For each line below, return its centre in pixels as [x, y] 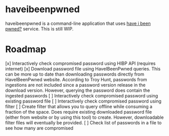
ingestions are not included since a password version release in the [75, 85]
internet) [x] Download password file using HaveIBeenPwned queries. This [83, 69]
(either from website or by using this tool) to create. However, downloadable [85, 117]
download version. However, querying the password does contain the [78, 90]
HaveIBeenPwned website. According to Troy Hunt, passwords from [76, 79]
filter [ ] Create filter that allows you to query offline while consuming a [79, 106]
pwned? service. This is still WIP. [39, 28]
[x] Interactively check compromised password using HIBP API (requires [80, 63]
